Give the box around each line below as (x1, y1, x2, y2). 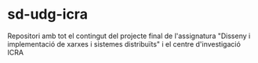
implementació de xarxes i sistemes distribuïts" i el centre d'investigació (7, 39, 241, 48)
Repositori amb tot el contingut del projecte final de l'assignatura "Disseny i (7, 31, 251, 40)
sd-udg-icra (7, 5, 88, 23)
